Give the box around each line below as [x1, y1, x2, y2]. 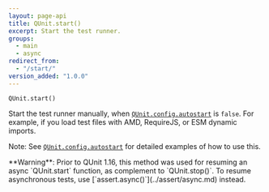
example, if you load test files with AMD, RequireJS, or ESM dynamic [8, 117, 237, 126]
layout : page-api [8, 11, 67, 20]
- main [15, 42, 38, 50]
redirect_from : [8, 58, 60, 66]
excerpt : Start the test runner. [8, 27, 122, 35]
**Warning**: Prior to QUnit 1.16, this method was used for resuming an [8, 157, 248, 167]
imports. [8, 126, 36, 135]
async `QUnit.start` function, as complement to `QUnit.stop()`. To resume [8, 165, 251, 175]
